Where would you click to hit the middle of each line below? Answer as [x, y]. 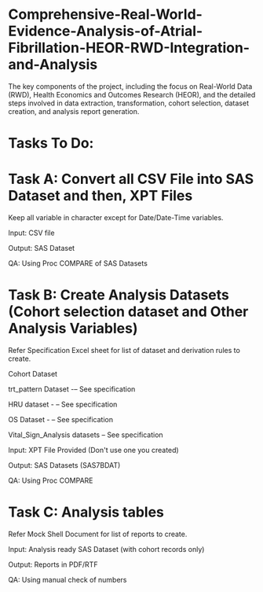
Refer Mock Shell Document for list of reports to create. [98, 534]
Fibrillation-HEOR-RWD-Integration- [129, 48]
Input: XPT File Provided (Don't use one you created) [93, 450]
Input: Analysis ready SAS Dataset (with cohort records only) [106, 549]
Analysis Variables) [73, 329]
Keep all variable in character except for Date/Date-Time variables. [116, 218]
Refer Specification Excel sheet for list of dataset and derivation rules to [124, 350]
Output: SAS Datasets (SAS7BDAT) [64, 465]
